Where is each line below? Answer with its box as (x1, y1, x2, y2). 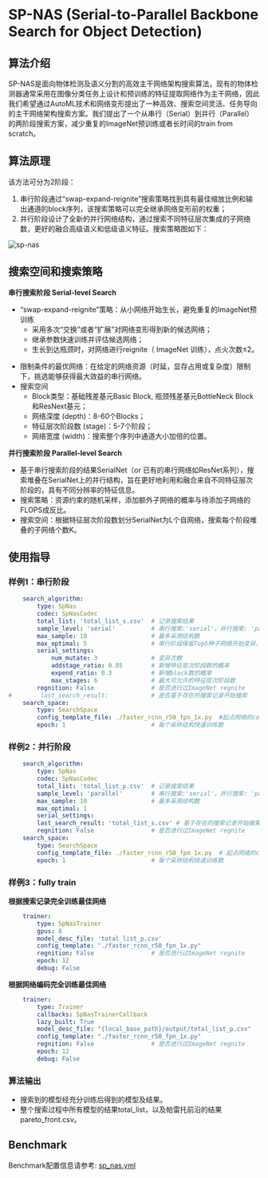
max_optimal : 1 (37, 804, 88, 813)
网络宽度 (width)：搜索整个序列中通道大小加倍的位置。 (31, 431, 211, 440)
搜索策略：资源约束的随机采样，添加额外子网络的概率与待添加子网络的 (19, 494, 251, 504)
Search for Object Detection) (8, 22, 203, 41)
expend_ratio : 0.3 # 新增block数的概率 (50, 669, 212, 677)
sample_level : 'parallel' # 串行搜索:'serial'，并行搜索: (37, 790, 248, 798)
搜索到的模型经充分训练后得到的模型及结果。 (19, 1095, 167, 1105)
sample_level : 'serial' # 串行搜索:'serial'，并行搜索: (37, 624, 248, 632)
